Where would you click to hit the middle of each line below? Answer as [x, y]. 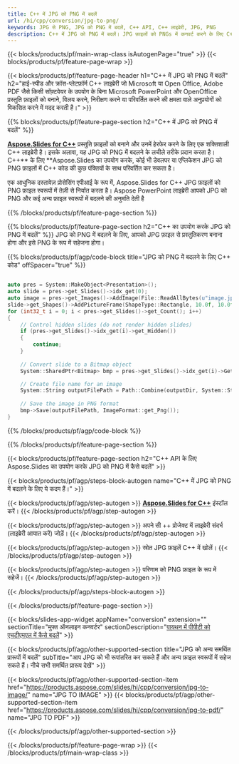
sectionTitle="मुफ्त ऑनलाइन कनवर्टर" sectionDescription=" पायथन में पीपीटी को [109, 627]
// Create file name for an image [71, 384]
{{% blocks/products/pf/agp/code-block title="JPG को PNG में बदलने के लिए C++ [119, 257]
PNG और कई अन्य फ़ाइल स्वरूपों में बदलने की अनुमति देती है [76, 199]
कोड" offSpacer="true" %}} [47, 265]
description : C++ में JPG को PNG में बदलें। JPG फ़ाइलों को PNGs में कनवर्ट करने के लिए [116, 34]
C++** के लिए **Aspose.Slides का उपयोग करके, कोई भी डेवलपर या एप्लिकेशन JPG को [115, 161]
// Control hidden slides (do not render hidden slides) [106, 325]
